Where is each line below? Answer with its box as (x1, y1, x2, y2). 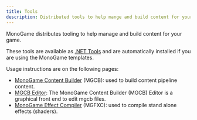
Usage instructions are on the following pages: (6, 65, 119, 72)
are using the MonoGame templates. (6, 54, 94, 61)
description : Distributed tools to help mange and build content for (6, 14, 180, 20)
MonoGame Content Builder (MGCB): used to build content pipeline (14, 77, 178, 84)
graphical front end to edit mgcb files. (14, 95, 106, 102)
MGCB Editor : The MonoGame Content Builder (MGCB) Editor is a (14, 89, 173, 96)
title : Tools (6, 8, 38, 15)
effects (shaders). (14, 108, 58, 115)
